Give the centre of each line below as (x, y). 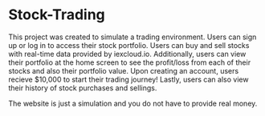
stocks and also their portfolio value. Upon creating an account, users (124, 70)
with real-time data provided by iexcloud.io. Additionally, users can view (127, 54)
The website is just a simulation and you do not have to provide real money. (133, 103)
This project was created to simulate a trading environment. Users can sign (132, 37)
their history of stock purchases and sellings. (83, 88)
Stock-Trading (57, 15)
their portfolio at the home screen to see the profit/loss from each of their (130, 62)
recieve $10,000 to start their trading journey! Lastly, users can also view (128, 79)
